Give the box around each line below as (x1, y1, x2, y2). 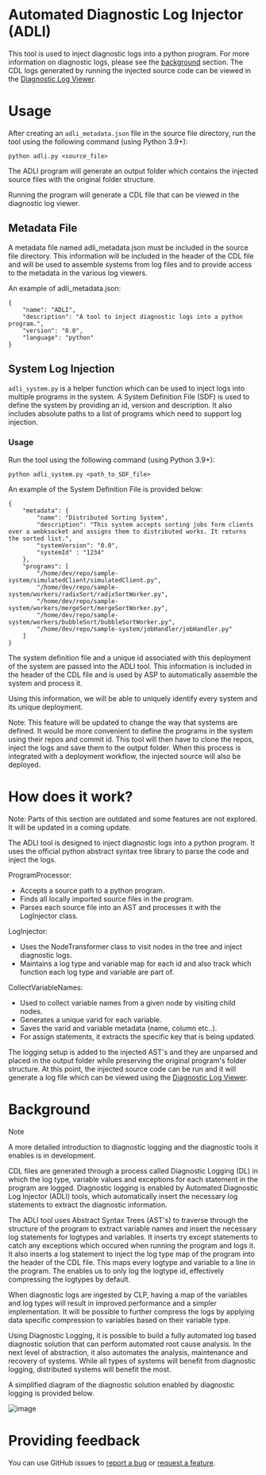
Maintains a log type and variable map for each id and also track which (19, 959, 252, 968)
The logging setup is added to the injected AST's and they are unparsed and (8, 1047, 258, 1057)
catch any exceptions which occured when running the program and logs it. (8, 1240, 256, 1250)
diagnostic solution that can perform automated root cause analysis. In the (8, 1339, 252, 1349)
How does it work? (8, 788, 133, 805)
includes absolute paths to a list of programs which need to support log (8, 408, 242, 418)
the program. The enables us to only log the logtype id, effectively (8, 1266, 225, 1275)
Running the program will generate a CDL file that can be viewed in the (8, 189, 240, 200)
